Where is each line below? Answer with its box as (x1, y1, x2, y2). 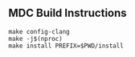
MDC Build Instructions (8, 6, 127, 20)
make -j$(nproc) (8, 35, 63, 43)
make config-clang (8, 27, 70, 35)
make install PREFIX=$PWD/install (8, 42, 125, 50)
